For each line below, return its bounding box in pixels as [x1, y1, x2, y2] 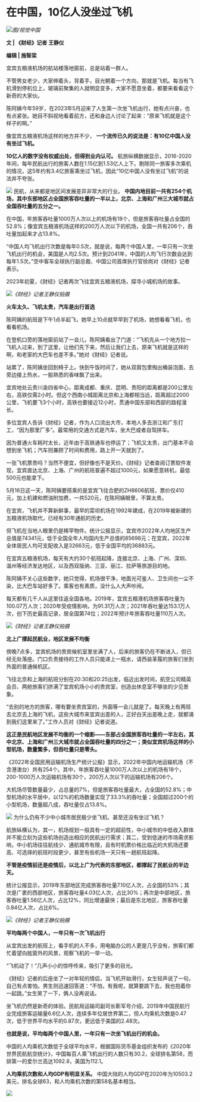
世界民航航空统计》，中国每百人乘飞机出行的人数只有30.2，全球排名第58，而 [6, 1050, 193, 1057]
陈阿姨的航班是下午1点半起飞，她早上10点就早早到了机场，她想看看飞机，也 [6, 316, 192, 323]
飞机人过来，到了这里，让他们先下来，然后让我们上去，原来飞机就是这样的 [6, 343, 189, 350]
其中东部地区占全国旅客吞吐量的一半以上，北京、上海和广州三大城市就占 [16, 195, 194, 202]
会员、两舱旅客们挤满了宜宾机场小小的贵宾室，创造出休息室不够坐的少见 [6, 683, 183, 690]
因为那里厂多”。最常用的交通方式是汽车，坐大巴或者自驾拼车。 [18, 426, 173, 433]
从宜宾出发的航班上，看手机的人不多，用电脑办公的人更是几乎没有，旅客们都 [6, 941, 194, 949]
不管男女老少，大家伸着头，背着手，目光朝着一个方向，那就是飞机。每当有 [6, 77, 189, 84]
